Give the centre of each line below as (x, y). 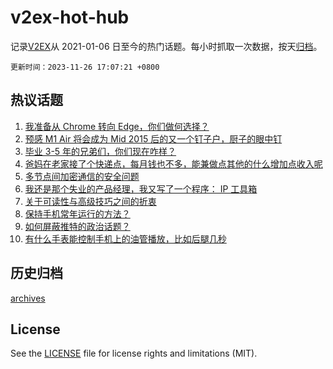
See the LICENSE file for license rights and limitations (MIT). (134, 353)
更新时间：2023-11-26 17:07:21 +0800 (85, 67)
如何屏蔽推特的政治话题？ (77, 226)
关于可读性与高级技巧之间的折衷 (90, 201)
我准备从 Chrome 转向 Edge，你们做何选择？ (117, 126)
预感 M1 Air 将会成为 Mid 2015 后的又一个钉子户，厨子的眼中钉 (153, 138)
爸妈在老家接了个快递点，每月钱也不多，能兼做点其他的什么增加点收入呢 (173, 163)
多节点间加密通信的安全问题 (82, 176)
